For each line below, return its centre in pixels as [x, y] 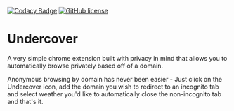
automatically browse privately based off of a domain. [85, 66]
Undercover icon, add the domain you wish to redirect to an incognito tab [113, 87]
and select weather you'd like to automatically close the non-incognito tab [115, 94]
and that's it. [25, 101]
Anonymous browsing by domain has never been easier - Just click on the [115, 79]
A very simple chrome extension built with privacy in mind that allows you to [117, 58]
